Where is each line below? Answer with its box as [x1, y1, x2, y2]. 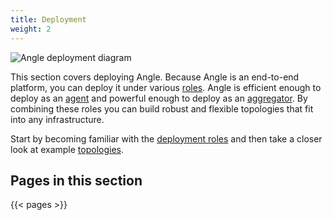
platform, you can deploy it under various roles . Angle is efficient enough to [10, 81, 322, 93]
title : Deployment [10, 14, 87, 25]
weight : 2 [10, 24, 52, 34]
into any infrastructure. [10, 113, 105, 125]
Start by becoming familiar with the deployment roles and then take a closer [10, 132, 323, 145]
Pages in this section [10, 172, 143, 189]
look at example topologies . [10, 143, 125, 155]
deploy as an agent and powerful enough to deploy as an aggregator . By [10, 92, 308, 104]
